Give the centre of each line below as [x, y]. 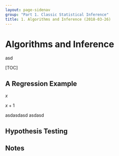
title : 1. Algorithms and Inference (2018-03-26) [58, 19]
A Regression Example [41, 84]
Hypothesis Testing [36, 131]
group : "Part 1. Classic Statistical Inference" [57, 15]
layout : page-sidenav [28, 10]
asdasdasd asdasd [25, 115]
